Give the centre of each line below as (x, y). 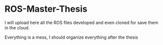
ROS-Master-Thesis (46, 9)
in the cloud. (17, 27)
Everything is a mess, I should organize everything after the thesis (71, 37)
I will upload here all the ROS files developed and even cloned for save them (81, 22)
